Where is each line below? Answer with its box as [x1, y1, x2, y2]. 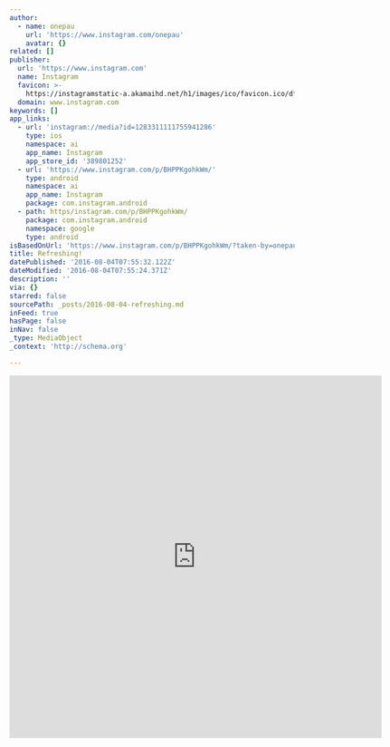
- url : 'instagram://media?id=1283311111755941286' [17, 123, 217, 132]
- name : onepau [17, 22, 75, 31]
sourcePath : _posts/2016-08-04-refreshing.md [9, 300, 184, 309]
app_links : [9, 114, 51, 123]
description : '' [9, 275, 71, 284]
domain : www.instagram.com [17, 97, 119, 107]
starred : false [9, 291, 67, 300]
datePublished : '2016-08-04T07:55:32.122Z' [9, 257, 176, 267]
